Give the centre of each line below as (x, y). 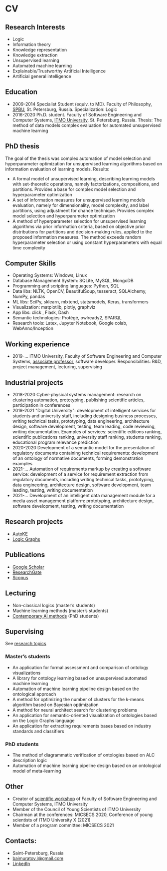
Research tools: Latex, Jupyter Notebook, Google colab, (70, 323)
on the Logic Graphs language (43, 721)
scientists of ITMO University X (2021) (51, 820)
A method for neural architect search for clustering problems (75, 710)
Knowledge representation (40, 50)
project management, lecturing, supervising (57, 367)
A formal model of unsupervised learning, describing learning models (84, 178)
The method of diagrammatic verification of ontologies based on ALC (83, 755)
